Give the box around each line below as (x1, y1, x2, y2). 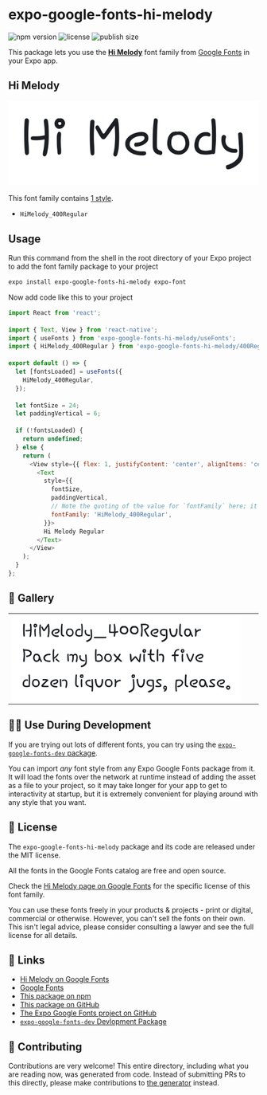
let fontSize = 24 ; (15, 401, 80, 410)
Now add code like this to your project (8, 292, 133, 302)
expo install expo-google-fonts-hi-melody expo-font (8, 278, 187, 286)
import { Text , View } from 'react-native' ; (8, 325, 158, 334)
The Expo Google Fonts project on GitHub (19, 1008, 157, 1018)
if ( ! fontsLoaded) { (15, 426, 83, 435)
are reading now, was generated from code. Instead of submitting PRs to (8, 1069, 246, 1079)
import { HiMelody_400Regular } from (8, 343, 133, 351)
